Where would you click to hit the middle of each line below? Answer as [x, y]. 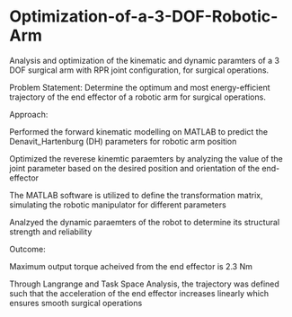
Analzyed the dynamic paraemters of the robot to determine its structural [145, 222]
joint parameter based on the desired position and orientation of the [135, 168]
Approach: [29, 114]
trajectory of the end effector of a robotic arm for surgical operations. [138, 97]
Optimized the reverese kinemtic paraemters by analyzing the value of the [146, 158]
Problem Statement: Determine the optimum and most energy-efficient [140, 87]
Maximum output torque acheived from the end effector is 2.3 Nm [131, 266]
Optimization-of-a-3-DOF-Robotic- [144, 17]
